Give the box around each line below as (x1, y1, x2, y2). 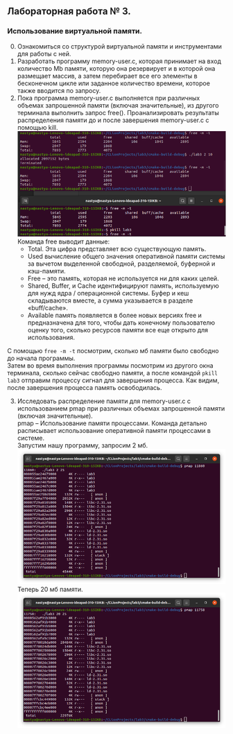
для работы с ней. (17, 49, 71, 58)
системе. (17, 434, 45, 442)
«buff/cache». (27, 303, 68, 311)
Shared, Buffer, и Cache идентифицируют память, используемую (27, 281, 220, 290)
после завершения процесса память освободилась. (7, 383, 162, 391)
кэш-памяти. (27, 266, 66, 275)
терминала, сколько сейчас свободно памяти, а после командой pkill (7, 368, 218, 377)
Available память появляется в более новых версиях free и (27, 311, 202, 319)
